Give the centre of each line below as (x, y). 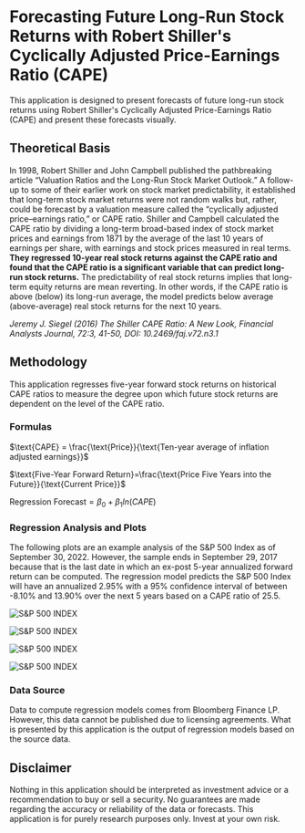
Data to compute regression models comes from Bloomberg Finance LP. (145, 710)
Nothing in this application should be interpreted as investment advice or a (149, 790)
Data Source (37, 690)
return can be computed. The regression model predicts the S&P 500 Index (150, 576)
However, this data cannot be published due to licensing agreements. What (150, 720)
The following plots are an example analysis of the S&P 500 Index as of (142, 547)
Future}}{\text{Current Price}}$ (68, 484)
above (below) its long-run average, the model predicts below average (142, 296)
